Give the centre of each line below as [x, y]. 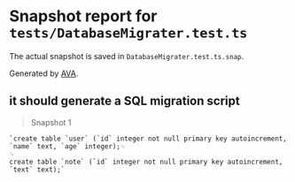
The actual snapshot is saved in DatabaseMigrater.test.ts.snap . [127, 56]
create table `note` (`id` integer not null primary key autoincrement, [146, 162]
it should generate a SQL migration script [125, 101]
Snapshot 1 [51, 122]
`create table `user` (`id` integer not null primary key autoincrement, [148, 139]
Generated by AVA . [44, 73]
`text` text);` [37, 170]
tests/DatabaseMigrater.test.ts [128, 33]
